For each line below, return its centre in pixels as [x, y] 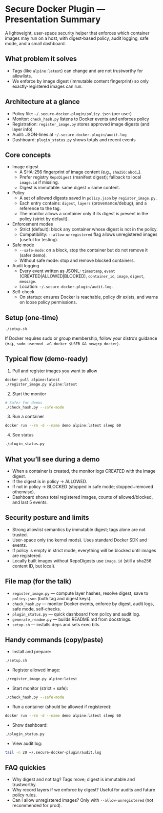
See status [23, 435]
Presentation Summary [53, 19]
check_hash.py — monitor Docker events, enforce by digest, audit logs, [83, 604]
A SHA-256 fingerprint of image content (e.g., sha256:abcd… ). [80, 172]
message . [28, 281]
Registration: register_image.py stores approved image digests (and [81, 124]
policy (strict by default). [44, 219]
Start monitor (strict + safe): [40, 688]
